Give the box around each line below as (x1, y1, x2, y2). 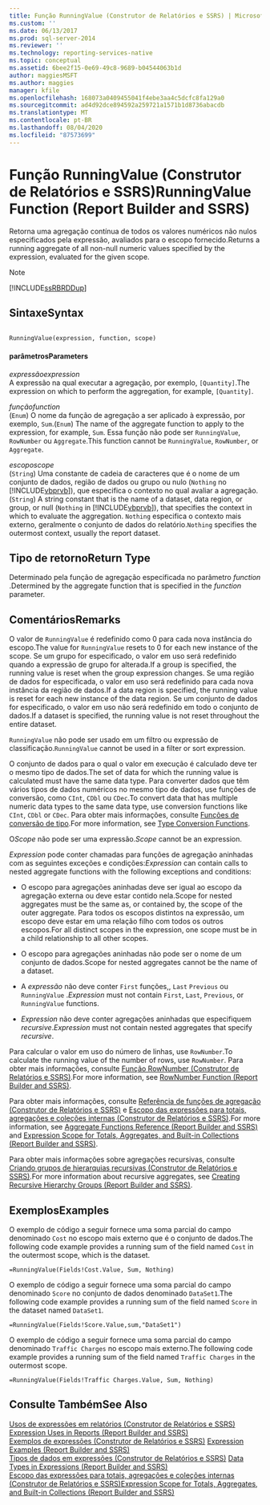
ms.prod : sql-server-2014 (9, 34, 95, 43)
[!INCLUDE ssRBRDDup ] (9, 282, 87, 293)
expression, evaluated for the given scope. (9, 252, 151, 262)
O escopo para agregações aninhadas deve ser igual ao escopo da (20, 882, 243, 892)
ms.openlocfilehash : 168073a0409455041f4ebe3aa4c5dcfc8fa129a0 (9, 94, 225, 102)
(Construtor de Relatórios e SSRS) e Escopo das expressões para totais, (9, 1105, 247, 1115)
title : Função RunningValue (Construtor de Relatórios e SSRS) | (9, 11, 232, 20)
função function (9, 402, 61, 412)
